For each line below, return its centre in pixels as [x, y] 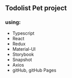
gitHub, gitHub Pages [34, 70]
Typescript [23, 33]
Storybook [23, 54]
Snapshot [22, 60]
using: [13, 22]
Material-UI [24, 49]
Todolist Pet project [36, 8]
